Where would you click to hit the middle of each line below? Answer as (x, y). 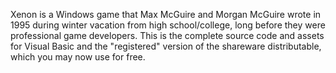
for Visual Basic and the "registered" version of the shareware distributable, (166, 46)
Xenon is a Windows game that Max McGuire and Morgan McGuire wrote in (166, 14)
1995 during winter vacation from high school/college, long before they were (168, 25)
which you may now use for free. (78, 57)
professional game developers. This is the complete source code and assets (167, 35)
